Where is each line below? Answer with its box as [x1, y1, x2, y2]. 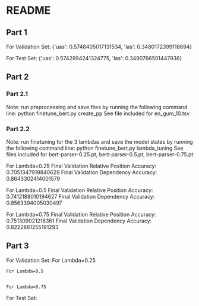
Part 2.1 [6, 90, 29, 98]
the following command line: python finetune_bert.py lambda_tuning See [6, 144, 184, 152]
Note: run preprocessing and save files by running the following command [6, 103, 188, 110]
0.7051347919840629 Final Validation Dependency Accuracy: [6, 168, 157, 176]
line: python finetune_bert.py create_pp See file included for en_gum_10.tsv [6, 110, 190, 117]
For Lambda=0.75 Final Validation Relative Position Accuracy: [6, 211, 156, 218]
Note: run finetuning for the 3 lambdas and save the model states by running [6, 138, 193, 145]
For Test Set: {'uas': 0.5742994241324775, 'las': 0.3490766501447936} [6, 55, 182, 61]
